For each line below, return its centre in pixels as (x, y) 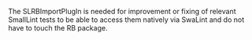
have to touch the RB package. (58, 28)
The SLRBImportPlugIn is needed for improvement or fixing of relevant (122, 11)
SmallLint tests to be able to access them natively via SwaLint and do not (126, 20)
